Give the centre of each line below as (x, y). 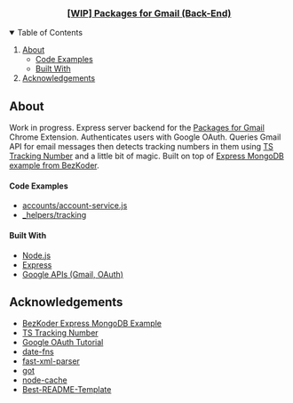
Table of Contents (50, 33)
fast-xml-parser (51, 361)
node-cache (45, 380)
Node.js (36, 255)
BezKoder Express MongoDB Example (92, 324)
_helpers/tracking (54, 215)
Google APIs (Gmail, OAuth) (73, 274)
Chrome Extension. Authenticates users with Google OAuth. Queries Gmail (145, 137)
